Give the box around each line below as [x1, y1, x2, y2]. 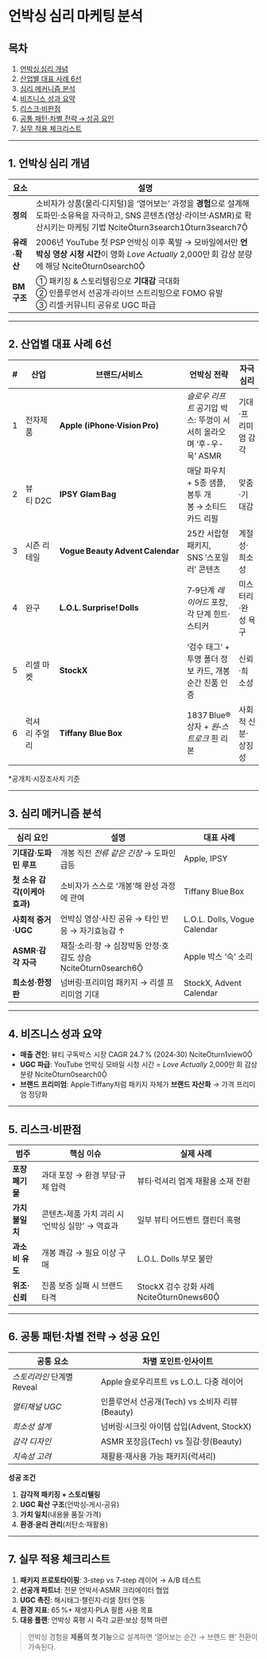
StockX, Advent [184, 977, 242, 988]
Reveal [12, 1381, 38, 1392]
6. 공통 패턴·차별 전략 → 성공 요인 [8, 1330, 161, 1344]
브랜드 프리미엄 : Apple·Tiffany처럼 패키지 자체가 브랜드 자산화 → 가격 [19, 1080, 234, 1090]
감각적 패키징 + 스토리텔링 [19, 1489, 101, 1499]
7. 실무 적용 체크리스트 [8, 1552, 110, 1566]
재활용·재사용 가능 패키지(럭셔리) [100, 1450, 216, 1461]
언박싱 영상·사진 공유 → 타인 [60, 914, 160, 925]
